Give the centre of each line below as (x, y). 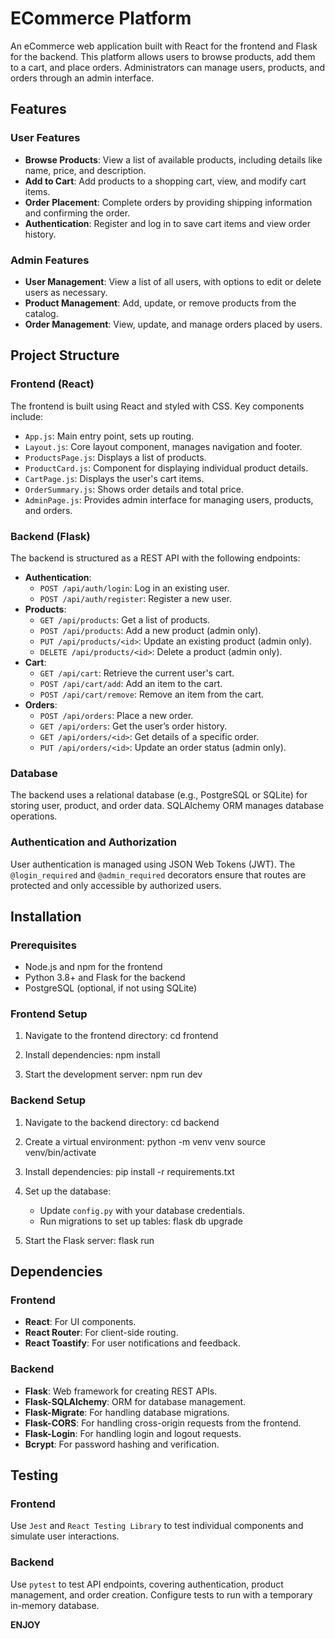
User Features (45, 138)
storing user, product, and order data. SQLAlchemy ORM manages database (167, 806)
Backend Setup (48, 1100)
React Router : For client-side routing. (101, 1333)
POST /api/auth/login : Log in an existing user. (134, 588)
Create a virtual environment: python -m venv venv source (145, 1141)
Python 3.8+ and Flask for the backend (105, 978)
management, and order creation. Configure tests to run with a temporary (161, 1594)
